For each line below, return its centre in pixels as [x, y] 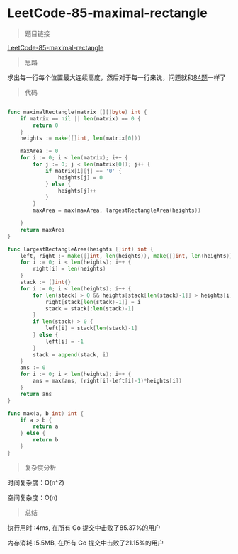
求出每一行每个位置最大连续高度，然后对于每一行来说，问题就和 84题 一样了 [117, 77]
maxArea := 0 [39, 151]
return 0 [46, 125]
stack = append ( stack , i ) [71, 355]
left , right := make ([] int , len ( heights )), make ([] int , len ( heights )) [126, 256]
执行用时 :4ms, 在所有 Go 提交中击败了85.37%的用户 [84, 527]
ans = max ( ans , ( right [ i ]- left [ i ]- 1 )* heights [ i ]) [107, 381]
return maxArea [42, 230]
